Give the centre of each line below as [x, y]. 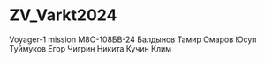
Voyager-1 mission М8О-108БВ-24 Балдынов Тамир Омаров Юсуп [133, 39]
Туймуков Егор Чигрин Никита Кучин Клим [91, 48]
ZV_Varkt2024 [63, 15]
